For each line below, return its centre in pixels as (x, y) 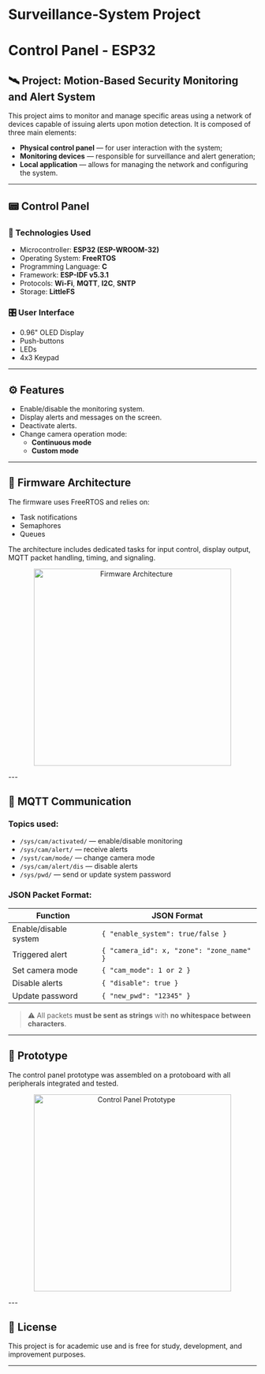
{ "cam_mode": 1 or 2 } (146, 970)
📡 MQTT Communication (70, 802)
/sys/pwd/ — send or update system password (95, 875)
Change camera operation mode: (73, 434)
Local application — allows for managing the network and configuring (134, 165)
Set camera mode (45, 970)
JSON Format (177, 915)
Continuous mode (62, 442)
